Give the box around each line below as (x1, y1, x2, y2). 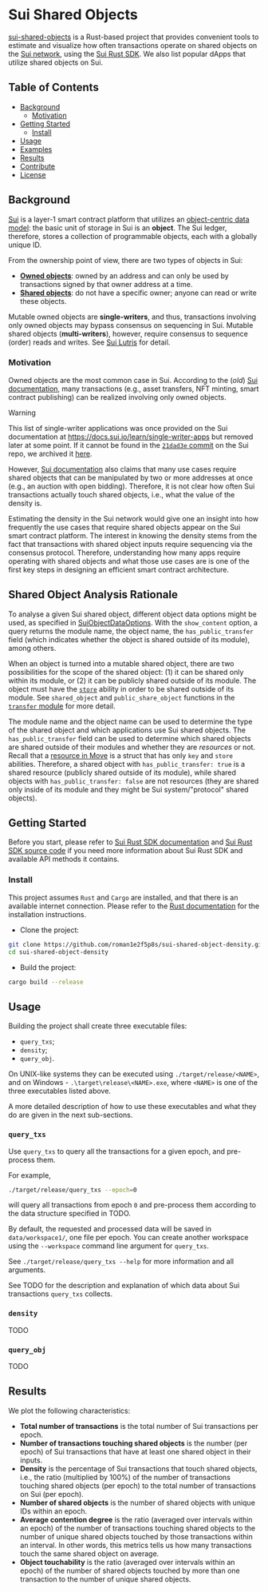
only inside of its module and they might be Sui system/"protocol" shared (8, 784, 249, 794)
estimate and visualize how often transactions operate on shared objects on (8, 40, 258, 50)
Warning (8, 408, 36, 417)
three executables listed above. (8, 1086, 112, 1096)
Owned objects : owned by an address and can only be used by (19, 270, 229, 281)
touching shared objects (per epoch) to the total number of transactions (19, 1481, 257, 1490)
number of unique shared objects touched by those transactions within (19, 1531, 253, 1541)
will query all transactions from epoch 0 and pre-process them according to (8, 1200, 257, 1210)
